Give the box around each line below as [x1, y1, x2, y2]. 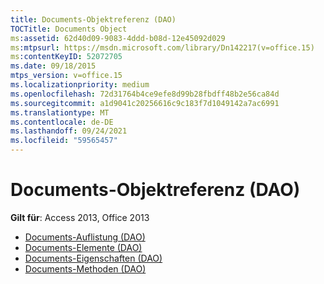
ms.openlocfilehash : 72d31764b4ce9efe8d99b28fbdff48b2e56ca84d [10, 89, 280, 99]
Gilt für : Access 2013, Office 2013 [10, 211, 150, 223]
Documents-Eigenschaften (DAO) [24, 252, 163, 264]
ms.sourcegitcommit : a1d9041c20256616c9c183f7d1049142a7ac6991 [10, 98, 280, 108]
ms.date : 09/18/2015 [10, 61, 97, 71]
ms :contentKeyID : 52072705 [10, 52, 123, 62]
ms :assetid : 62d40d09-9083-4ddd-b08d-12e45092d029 [10, 33, 226, 43]
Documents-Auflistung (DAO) [24, 231, 146, 243]
